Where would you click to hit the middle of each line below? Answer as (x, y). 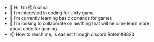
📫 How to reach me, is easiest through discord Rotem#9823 (72, 34)
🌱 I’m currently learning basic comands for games (61, 18)
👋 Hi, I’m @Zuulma (29, 8)
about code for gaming (33, 29)
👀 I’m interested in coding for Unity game (52, 13)
